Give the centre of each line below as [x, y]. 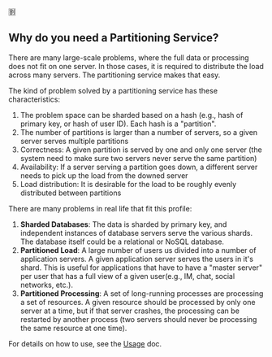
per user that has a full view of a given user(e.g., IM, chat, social [127, 276]
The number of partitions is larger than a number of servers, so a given [139, 132]
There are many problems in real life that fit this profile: [100, 208]
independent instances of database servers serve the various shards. [136, 233]
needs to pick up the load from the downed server [104, 175]
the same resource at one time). [73, 328]
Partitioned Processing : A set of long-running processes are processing [142, 293]
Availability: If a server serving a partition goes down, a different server [139, 167]
